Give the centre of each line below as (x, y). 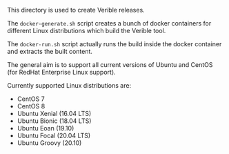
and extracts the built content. (50, 51)
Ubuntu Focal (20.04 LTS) (54, 135)
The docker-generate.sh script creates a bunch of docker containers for (109, 23)
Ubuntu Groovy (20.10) (49, 143)
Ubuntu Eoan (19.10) (46, 128)
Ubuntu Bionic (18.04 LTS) (54, 121)
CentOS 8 (31, 106)
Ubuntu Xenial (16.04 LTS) (54, 114)
